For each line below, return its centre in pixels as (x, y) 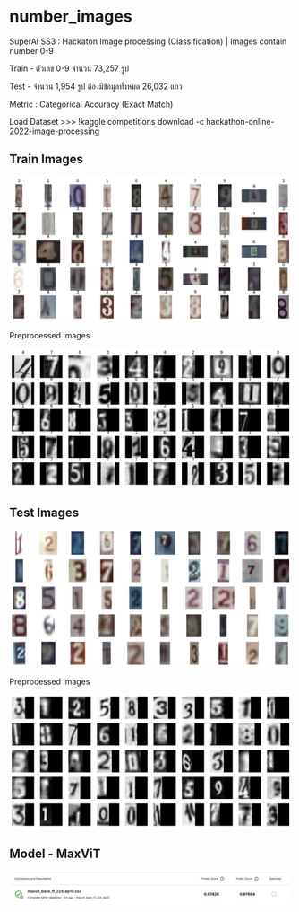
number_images (71, 17)
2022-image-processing (55, 131)
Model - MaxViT (55, 853)
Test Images (44, 512)
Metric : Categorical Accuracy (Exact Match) (91, 104)
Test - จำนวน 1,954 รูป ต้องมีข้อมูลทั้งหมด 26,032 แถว (96, 86)
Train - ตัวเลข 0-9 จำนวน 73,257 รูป (69, 68)
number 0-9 (31, 50)
